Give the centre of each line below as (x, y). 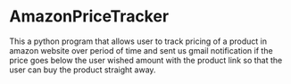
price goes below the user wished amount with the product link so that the (146, 60)
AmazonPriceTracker (89, 17)
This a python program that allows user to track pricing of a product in (138, 41)
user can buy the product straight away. (83, 70)
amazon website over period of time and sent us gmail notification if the (141, 50)
